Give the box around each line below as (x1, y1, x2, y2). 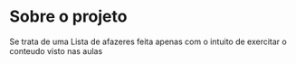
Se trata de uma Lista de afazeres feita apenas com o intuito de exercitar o (9, 36, 287, 47)
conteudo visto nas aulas (9, 45, 103, 56)
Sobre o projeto (9, 6, 128, 27)
